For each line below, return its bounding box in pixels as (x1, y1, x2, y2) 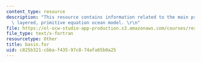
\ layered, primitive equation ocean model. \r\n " (11, 19, 141, 25)
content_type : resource (6, 8, 66, 15)
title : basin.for (6, 42, 50, 48)
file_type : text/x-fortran (6, 31, 74, 37)
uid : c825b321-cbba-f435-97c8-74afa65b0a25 (6, 47, 117, 53)
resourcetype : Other (6, 36, 58, 42)
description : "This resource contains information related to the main (6, 14, 188, 20)
